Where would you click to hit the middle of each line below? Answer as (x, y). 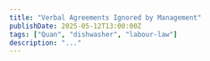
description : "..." (46, 43)
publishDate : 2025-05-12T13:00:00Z (76, 26)
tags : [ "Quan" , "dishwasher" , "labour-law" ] (93, 34)
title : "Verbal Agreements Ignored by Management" (105, 17)
